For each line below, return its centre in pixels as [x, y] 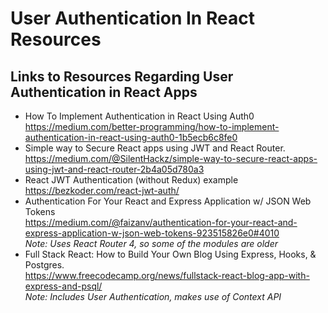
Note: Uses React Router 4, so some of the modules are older [151, 243]
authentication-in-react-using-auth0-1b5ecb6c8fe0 [131, 137]
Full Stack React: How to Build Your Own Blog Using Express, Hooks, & [170, 254]
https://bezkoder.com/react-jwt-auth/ [102, 190]
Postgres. [44, 265]
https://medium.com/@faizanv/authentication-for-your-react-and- [161, 222]
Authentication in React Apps [104, 92]
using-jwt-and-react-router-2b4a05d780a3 [114, 169]
